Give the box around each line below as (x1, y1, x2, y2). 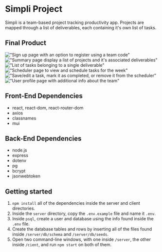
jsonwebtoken (12, 173, 40, 179)
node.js (12, 147, 28, 153)
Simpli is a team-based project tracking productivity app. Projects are (5, 19, 144, 25)
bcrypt (12, 168, 26, 174)
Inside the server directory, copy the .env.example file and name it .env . (12, 211, 156, 216)
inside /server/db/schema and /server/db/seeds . (12, 232, 108, 237)
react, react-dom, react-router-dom (12, 105, 84, 111)
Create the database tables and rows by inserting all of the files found (12, 226, 152, 232)
